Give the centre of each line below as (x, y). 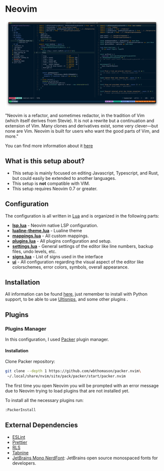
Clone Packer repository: (30, 362)
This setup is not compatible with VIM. (51, 183)
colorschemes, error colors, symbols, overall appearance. (70, 267)
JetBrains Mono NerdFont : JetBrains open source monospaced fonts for (85, 458)
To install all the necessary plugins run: (45, 400)
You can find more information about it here (49, 146)
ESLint (19, 437)
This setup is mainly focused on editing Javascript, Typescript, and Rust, (85, 173)
